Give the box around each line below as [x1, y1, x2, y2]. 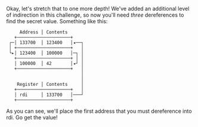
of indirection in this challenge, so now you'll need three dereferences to [6, 11, 184, 18]
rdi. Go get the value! [6, 114, 58, 121]
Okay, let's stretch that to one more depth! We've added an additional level [6, 5, 190, 12]
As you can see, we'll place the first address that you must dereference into [6, 107, 192, 114]
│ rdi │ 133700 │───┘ [14, 92, 84, 98]
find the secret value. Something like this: [6, 18, 108, 24]
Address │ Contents [19, 29, 68, 35]
